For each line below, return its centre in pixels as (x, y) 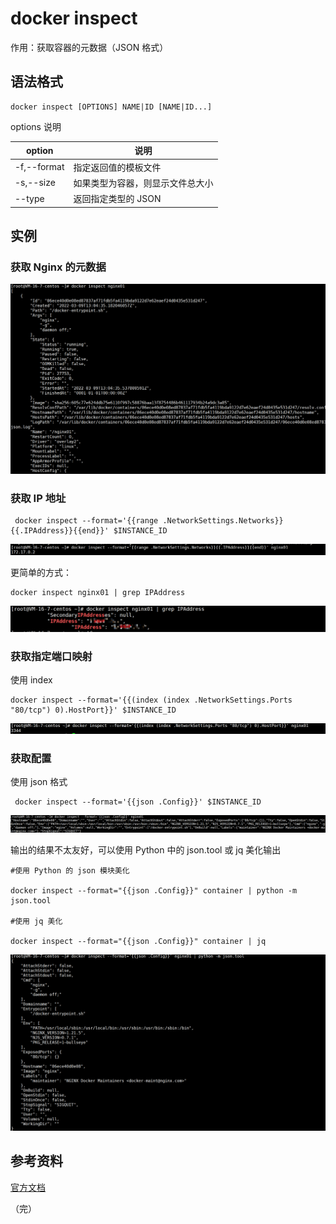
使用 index (31, 680)
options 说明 (36, 126)
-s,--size (35, 183)
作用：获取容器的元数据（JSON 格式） (89, 47)
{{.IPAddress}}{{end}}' (60, 531)
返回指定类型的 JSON (117, 198)
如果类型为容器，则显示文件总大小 (143, 183)
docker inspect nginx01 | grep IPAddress (98, 593)
